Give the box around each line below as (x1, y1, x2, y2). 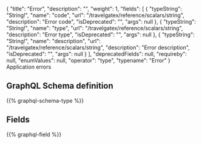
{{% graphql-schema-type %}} (6, 97, 84, 104)
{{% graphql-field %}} (6, 131, 62, 138)
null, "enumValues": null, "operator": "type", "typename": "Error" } (6, 57, 171, 64)
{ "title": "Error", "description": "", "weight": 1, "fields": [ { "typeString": (6, 5, 182, 12)
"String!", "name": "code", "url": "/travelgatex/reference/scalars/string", (6, 12, 185, 19)
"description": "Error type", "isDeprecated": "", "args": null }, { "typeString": (6, 31, 195, 38)
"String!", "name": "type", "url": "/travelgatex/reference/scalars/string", (6, 24, 183, 32)
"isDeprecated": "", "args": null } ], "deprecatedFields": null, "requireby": (6, 50, 187, 57)
